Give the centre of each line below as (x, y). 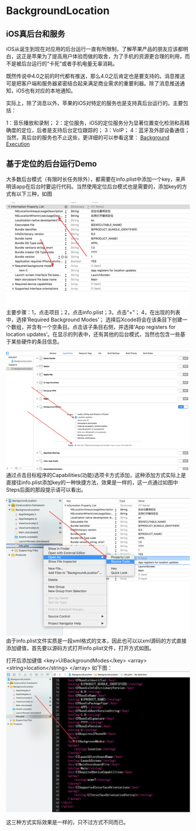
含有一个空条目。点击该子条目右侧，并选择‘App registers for (104, 327)
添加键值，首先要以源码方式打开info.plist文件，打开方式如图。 (80, 648)
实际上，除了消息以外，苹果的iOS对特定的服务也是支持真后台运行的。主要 (95, 103)
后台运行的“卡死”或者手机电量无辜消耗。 (70, 63)
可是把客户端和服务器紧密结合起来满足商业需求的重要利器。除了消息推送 (93, 83)
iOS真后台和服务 (36, 34)
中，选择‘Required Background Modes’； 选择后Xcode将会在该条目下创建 (94, 320)
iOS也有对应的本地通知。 (46, 91)
